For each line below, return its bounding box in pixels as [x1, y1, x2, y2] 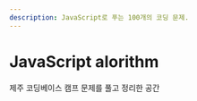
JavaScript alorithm [9, 51, 159, 72]
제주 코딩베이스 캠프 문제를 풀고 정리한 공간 [9, 82, 160, 93]
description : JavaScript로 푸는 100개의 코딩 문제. [9, 13, 190, 22]
